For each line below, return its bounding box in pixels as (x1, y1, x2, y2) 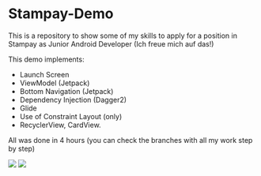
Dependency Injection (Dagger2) (19, 95, 127, 104)
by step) (8, 144, 36, 153)
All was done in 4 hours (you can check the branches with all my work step (8, 135, 253, 144)
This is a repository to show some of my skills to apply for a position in (8, 31, 237, 40)
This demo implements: (8, 54, 85, 64)
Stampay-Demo (8, 5, 114, 23)
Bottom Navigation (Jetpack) (19, 86, 114, 95)
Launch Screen (19, 69, 70, 79)
